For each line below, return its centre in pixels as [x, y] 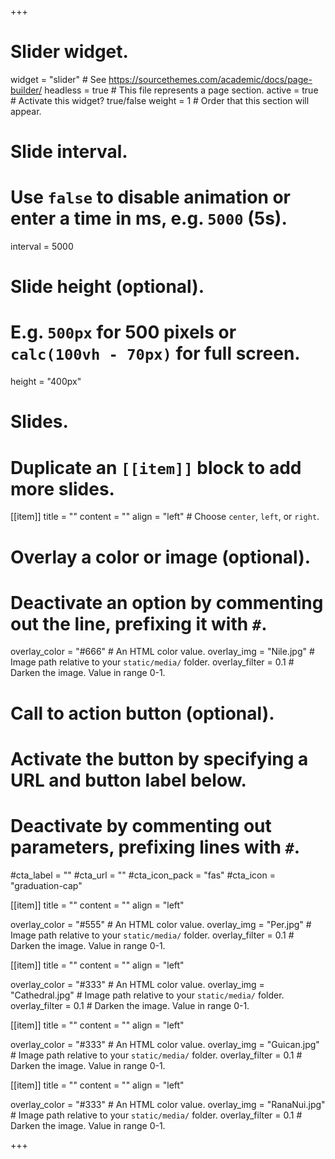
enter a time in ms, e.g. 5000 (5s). [149, 218]
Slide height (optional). [107, 287]
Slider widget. [69, 52]
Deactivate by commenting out [141, 826]
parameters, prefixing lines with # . [155, 847]
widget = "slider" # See [58, 79]
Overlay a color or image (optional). [161, 557]
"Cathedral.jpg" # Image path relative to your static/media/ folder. [147, 995]
